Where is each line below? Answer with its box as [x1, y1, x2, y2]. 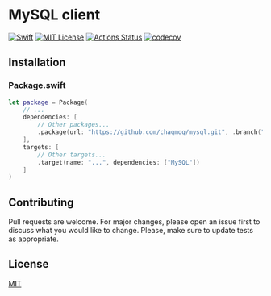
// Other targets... [37, 151, 106, 159]
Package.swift [8, 80, 66, 91]
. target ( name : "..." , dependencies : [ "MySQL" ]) [37, 158, 200, 166]
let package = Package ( [8, 98, 89, 106]
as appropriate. [8, 234, 59, 244]
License [8, 257, 49, 271]
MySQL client [8, 6, 101, 24]
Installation [8, 56, 66, 69]
